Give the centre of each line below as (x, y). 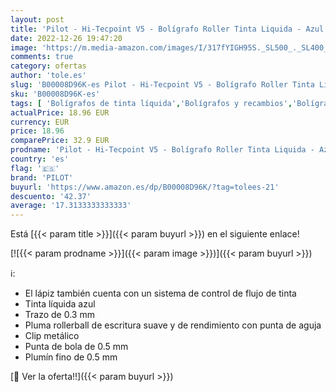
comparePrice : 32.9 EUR (60, 141)
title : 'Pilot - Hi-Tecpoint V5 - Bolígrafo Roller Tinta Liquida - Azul (167, 29)
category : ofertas (48, 66)
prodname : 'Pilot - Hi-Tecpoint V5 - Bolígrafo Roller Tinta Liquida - (162, 150)
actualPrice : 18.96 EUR (60, 112)
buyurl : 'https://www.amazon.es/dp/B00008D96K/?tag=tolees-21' (145, 187)
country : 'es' (40, 159)
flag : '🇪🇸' (35, 168)
